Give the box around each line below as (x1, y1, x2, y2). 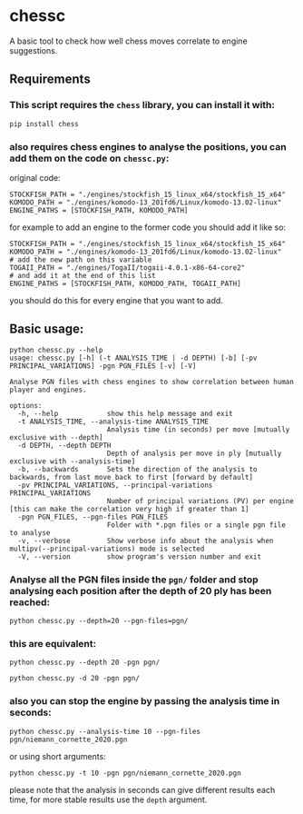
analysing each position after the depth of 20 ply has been (9, 584, 272, 597)
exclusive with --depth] (9, 432, 103, 442)
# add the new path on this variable (9, 255, 152, 264)
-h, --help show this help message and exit (17, 409, 233, 418)
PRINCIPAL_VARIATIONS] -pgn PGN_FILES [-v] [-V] (9, 361, 197, 371)
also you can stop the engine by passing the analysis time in (9, 695, 280, 708)
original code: (9, 172, 61, 183)
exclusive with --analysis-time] (9, 456, 136, 466)
